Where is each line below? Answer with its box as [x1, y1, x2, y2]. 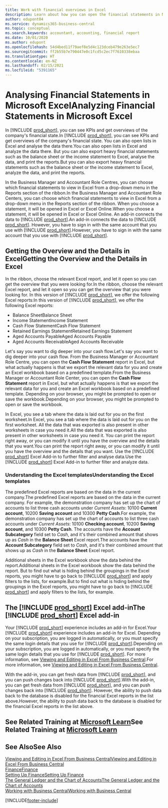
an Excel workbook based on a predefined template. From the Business [5, 369, 151, 375]
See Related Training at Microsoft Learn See [5, 718, 143, 726]
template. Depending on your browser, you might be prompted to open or [5, 390, 156, 396]
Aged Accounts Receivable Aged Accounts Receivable [12, 338, 124, 344]
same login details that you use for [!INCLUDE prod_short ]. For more [5, 651, 146, 657]
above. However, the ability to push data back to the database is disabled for [5, 698, 162, 704]
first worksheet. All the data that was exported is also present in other [5, 421, 149, 427]
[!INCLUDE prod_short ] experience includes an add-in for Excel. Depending [5, 629, 161, 635]
